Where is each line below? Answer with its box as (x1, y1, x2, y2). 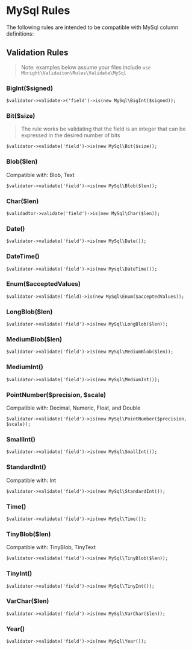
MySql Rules (6, 4, 70, 18)
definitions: (6, 30, 34, 37)
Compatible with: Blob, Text (6, 171, 75, 178)
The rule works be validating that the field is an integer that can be (20, 125, 186, 133)
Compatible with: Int (6, 477, 56, 484)
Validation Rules (6, 48, 69, 58)
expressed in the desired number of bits (20, 132, 120, 139)
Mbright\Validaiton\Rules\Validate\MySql (20, 70, 126, 76)
